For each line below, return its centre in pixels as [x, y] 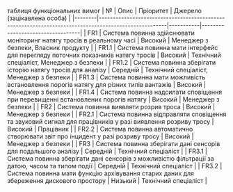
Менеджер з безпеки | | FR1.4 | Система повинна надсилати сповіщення [115, 92]
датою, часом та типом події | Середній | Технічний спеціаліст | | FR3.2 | [115, 166]
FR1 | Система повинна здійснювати [141, 33]
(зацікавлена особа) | [39, 18]
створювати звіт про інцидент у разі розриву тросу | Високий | [101, 136]
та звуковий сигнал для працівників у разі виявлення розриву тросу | [111, 121]
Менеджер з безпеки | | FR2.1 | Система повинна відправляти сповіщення [117, 114]
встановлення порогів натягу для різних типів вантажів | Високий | [107, 85]
